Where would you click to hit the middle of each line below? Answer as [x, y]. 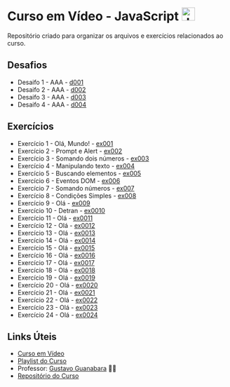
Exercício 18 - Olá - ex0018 [56, 270]
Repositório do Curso [48, 376]
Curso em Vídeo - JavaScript [93, 16]
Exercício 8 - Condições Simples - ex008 [77, 196]
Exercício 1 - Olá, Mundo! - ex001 [65, 143]
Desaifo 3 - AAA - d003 [52, 97]
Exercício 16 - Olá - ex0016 [56, 255]
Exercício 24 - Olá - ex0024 [57, 315]
